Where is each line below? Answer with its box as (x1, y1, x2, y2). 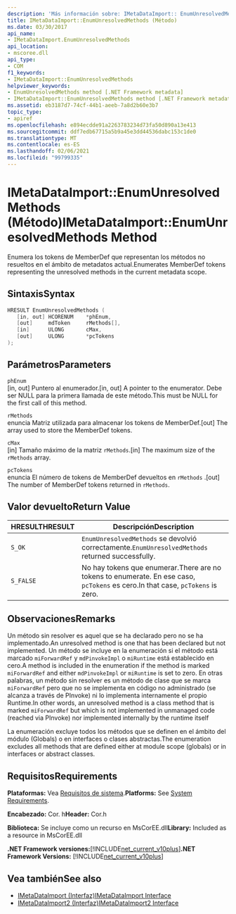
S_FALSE (11, 576, 37, 585)
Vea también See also (7, 872, 102, 884)
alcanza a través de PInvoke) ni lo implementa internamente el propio (7, 691, 207, 700)
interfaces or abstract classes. (7, 750, 96, 759)
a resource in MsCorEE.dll (7, 831, 83, 839)
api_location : (7, 43, 49, 50)
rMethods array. (7, 453, 51, 462)
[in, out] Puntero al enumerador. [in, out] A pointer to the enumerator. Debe (7, 383, 223, 392)
